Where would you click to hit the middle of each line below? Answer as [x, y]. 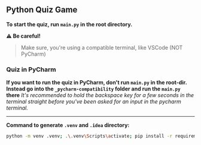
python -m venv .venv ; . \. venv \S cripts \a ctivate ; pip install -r [89, 136]
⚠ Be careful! [23, 36]
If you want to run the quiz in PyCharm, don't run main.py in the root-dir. [97, 83]
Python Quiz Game [42, 10]
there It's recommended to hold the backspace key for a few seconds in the [100, 95]
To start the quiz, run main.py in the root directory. [69, 24]
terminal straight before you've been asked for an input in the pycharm [94, 102]
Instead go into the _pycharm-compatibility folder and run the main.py [93, 89]
